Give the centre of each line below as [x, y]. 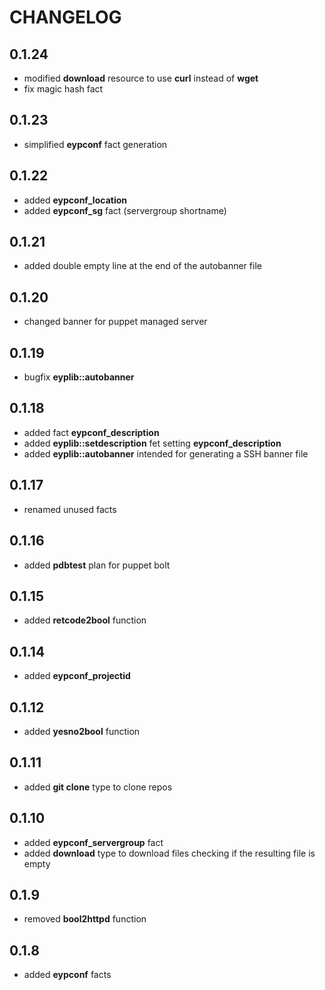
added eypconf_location [75, 200]
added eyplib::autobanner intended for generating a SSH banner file [166, 453]
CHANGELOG [65, 17]
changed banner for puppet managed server [115, 322]
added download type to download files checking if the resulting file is [169, 853]
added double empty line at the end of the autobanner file [142, 266]
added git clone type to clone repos [98, 787]
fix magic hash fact [63, 89]
